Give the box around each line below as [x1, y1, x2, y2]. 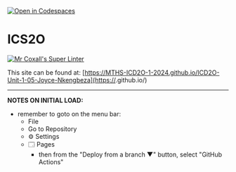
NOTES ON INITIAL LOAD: [7, 96, 84, 104]
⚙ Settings [27, 132, 60, 140]
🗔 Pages [27, 140, 55, 148]
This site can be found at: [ [7, 68, 85, 77]
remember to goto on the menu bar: [17, 109, 122, 118]
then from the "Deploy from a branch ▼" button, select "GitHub [38, 150, 223, 159]
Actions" [38, 157, 64, 166]
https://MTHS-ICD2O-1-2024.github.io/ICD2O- [84, 68, 220, 77]
